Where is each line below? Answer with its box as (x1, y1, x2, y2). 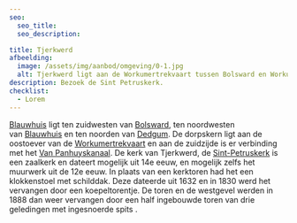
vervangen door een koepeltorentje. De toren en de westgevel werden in (9, 185, 274, 196)
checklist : (9, 86, 49, 96)
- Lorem (17, 95, 46, 104)
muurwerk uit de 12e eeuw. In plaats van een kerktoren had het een (9, 165, 254, 177)
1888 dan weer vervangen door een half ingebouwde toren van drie (9, 194, 255, 204)
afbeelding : (9, 54, 53, 63)
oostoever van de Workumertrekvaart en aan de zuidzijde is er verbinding (9, 138, 278, 149)
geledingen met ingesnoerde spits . (9, 204, 138, 214)
